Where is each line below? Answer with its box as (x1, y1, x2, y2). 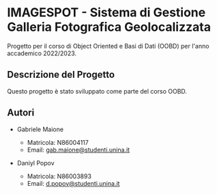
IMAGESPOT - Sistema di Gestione (7, 5, 206, 20)
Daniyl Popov (16, 158, 55, 167)
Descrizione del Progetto (7, 69, 115, 81)
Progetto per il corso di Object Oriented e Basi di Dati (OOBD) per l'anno (7, 42, 209, 50)
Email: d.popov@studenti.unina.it (27, 179, 120, 187)
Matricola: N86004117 (27, 138, 89, 146)
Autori (7, 107, 35, 119)
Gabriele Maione (16, 125, 63, 133)
